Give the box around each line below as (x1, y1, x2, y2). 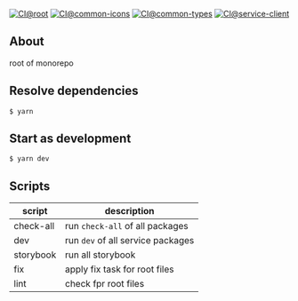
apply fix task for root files (65, 263, 174, 275)
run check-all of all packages (65, 220, 189, 233)
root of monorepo (9, 58, 74, 68)
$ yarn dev (9, 154, 50, 163)
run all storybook (65, 249, 136, 261)
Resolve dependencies (9, 83, 139, 99)
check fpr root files (65, 278, 145, 290)
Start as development (9, 131, 132, 147)
